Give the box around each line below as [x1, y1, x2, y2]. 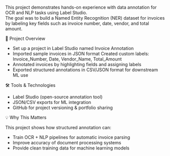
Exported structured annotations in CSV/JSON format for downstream [12, 67, 158, 73]
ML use [12, 72, 29, 78]
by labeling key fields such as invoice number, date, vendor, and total [5, 20, 149, 26]
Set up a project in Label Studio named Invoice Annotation [12, 45, 134, 51]
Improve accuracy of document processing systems [12, 140, 121, 145]
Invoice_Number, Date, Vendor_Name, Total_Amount [12, 56, 122, 62]
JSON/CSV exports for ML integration [12, 99, 92, 105]
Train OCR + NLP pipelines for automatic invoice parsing [12, 134, 131, 140]
